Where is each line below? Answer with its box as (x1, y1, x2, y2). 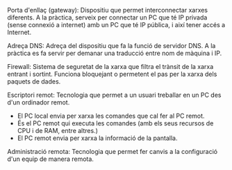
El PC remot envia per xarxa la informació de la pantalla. (17, 134, 178, 142)
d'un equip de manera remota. (7, 155, 94, 163)
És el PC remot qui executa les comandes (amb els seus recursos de (17, 119, 214, 127)
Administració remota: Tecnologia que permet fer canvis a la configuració (7, 148, 217, 155)
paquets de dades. (7, 77, 61, 86)
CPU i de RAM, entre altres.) (17, 127, 99, 134)
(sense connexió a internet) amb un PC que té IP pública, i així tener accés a (7, 21, 226, 29)
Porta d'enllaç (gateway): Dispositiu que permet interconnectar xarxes (7, 6, 208, 14)
